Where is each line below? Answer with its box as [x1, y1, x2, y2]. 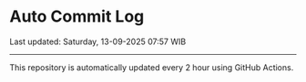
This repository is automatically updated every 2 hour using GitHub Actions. [9, 61, 294, 73]
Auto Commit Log [9, 6, 145, 27]
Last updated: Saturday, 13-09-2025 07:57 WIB [9, 36, 187, 47]
